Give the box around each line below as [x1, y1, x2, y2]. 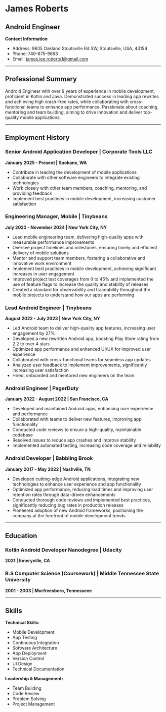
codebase [12, 432, 33, 438]
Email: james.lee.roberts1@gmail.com [12, 56, 88, 62]
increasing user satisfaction [12, 367, 69, 373]
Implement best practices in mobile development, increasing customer [12, 195, 156, 201]
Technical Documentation [12, 666, 65, 672]
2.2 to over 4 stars [12, 341, 50, 347]
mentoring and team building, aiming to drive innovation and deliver [5, 109, 143, 115]
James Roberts [5, 3, 69, 14]
